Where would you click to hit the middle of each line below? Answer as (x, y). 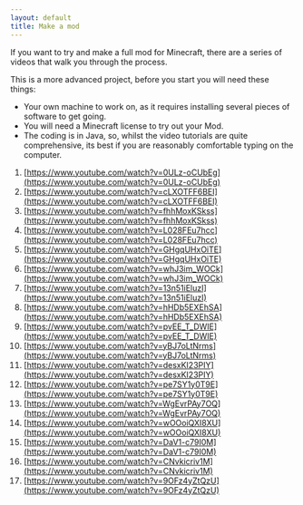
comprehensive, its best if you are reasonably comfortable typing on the (158, 145)
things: (23, 89)
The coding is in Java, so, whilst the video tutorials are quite (136, 135)
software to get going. (65, 116)
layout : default (41, 18)
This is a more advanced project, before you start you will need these (140, 79)
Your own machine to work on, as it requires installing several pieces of (156, 106)
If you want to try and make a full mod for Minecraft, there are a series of (146, 52)
